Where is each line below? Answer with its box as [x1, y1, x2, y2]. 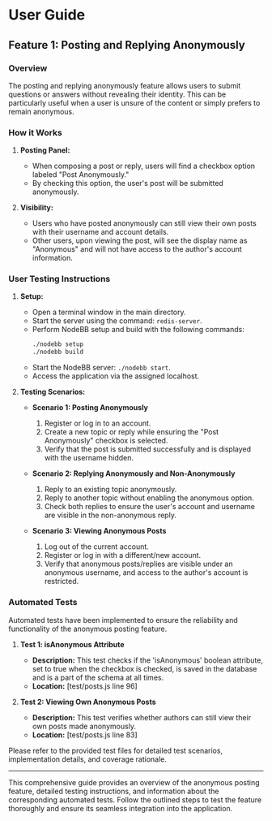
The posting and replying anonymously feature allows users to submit [8, 80, 241, 90]
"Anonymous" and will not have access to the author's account [32, 244, 243, 254]
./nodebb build [32, 348, 83, 356]
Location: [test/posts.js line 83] [32, 729, 138, 740]
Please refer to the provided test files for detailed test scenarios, [8, 745, 223, 755]
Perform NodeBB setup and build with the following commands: [32, 325, 244, 335]
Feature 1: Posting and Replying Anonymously [8, 38, 245, 52]
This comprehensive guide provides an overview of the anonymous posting [8, 777, 261, 787]
